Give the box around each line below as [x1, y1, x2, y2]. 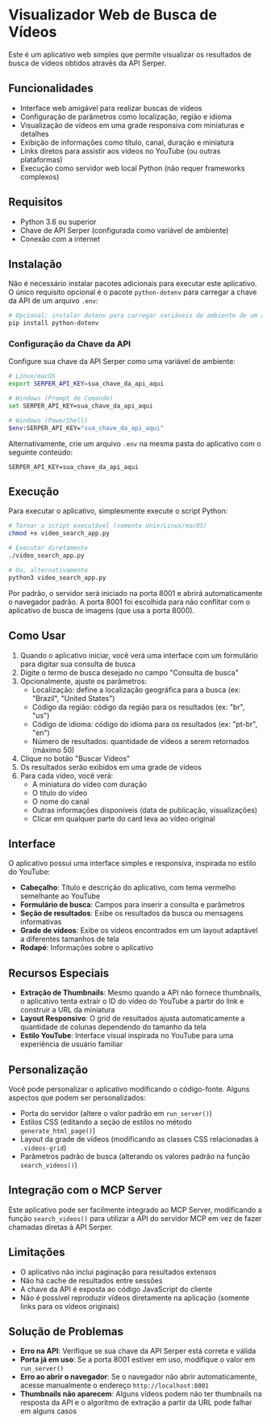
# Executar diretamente [8, 544, 89, 552]
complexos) [19, 171, 60, 181]
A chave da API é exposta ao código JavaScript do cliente [19, 1284, 213, 1294]
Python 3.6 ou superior [19, 217, 97, 226]
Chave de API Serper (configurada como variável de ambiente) [19, 225, 229, 235]
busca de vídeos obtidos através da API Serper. [8, 58, 167, 68]
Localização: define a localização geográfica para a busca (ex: [31, 685, 241, 695]
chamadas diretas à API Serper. [8, 1222, 113, 1232]
